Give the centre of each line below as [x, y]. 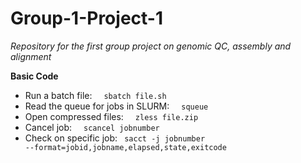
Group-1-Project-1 [86, 18]
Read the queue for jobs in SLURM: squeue [116, 106]
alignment [31, 56]
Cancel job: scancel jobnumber [92, 127]
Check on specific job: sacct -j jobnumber [115, 138]
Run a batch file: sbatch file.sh [95, 95]
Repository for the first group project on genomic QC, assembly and [151, 46]
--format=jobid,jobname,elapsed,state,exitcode [125, 147]
